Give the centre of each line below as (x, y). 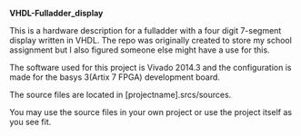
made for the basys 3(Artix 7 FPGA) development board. (115, 77)
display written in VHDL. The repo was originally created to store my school (151, 40)
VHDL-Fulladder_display (56, 13)
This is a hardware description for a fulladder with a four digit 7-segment (145, 30)
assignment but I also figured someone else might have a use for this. (140, 50)
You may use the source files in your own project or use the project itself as (151, 112)
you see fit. (30, 122)
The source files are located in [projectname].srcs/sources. (120, 95)
